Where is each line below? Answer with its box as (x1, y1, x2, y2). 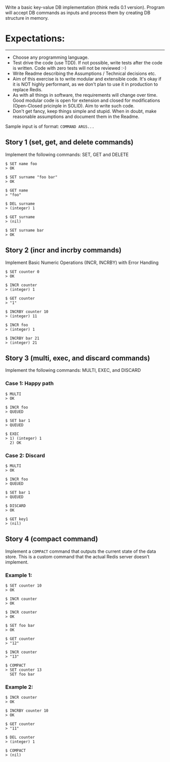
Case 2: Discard (5, 452, 46, 459)
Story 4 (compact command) (5, 535, 99, 544)
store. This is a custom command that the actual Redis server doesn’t (5, 553, 150, 559)
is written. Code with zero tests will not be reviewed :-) (12, 65, 126, 71)
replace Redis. (12, 86, 43, 93)
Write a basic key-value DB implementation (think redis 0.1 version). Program (5, 5, 165, 10)
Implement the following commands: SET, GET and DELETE (5, 151, 129, 158)
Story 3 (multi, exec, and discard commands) (5, 354, 150, 362)
